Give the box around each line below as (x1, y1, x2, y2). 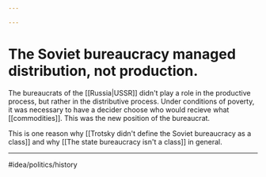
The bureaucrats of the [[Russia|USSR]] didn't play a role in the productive (8, 88, 251, 97)
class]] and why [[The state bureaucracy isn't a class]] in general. (8, 137, 223, 146)
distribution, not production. (8, 62, 199, 80)
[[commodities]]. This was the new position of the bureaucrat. (8, 113, 211, 122)
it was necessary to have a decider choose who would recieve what (8, 104, 230, 115)
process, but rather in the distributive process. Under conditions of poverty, (8, 96, 255, 106)
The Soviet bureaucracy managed (8, 45, 236, 63)
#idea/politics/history (8, 160, 78, 169)
